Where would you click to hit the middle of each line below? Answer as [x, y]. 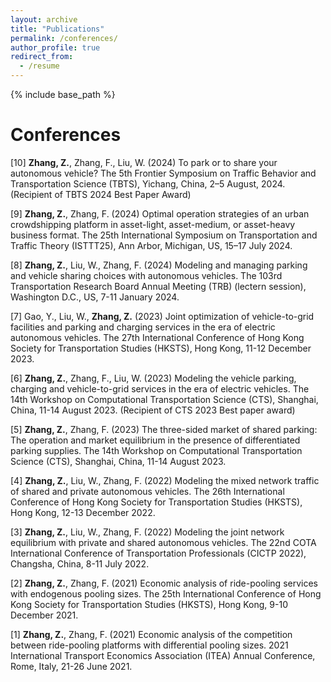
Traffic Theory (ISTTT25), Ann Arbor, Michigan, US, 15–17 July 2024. [151, 245]
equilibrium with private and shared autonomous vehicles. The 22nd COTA [163, 542]
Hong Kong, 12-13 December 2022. [83, 512]
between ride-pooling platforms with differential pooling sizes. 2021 [149, 645]
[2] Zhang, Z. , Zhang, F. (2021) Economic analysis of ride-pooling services [164, 583]
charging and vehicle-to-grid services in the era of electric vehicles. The [160, 388]
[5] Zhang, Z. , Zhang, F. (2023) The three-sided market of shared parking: [164, 429]
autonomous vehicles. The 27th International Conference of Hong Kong [157, 337]
